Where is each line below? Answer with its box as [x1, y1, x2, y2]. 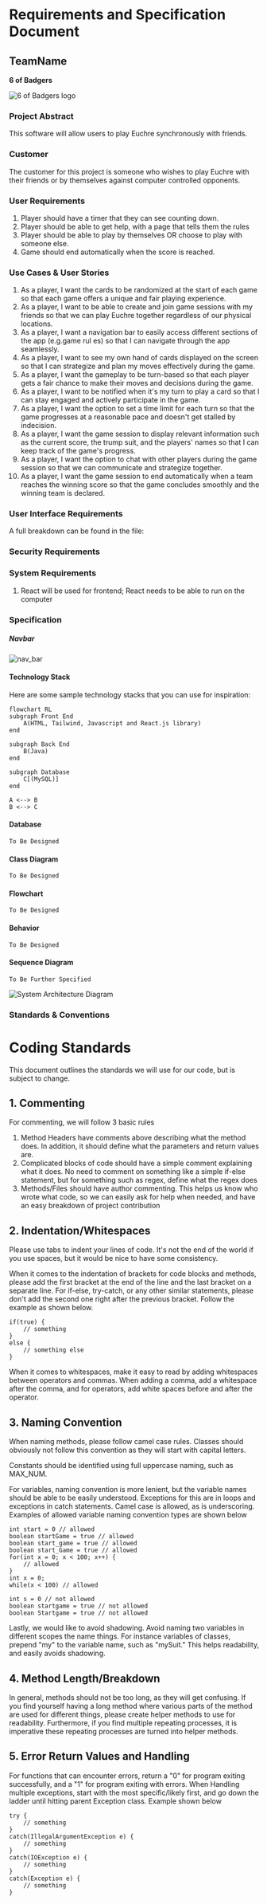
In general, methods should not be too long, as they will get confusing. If [9, 1692, 246, 1702]
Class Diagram [9, 854, 59, 864]
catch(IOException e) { [9, 1853, 88, 1862]
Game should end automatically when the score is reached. [20, 247, 215, 257]
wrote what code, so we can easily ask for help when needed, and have [20, 1192, 256, 1202]
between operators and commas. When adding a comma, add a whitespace [9, 1376, 257, 1385]
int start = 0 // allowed [9, 1525, 95, 1533]
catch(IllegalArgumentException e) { [9, 1832, 134, 1840]
